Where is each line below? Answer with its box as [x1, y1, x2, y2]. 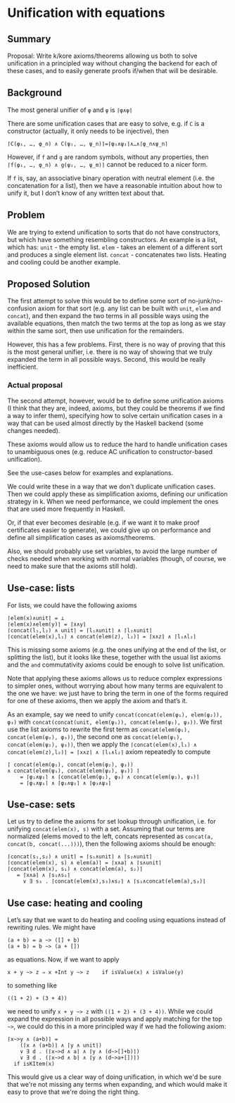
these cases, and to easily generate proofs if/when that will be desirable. [7, 67, 218, 75]
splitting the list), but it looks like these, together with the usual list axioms [7, 653, 222, 661]
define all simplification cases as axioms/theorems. [7, 533, 156, 541]
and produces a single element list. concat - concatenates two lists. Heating [7, 250, 227, 258]
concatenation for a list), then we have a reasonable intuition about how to [7, 181, 222, 189]
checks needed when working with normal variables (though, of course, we [7, 554, 227, 562]
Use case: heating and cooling [7, 897, 143, 909]
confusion [7, 304, 37, 313]
